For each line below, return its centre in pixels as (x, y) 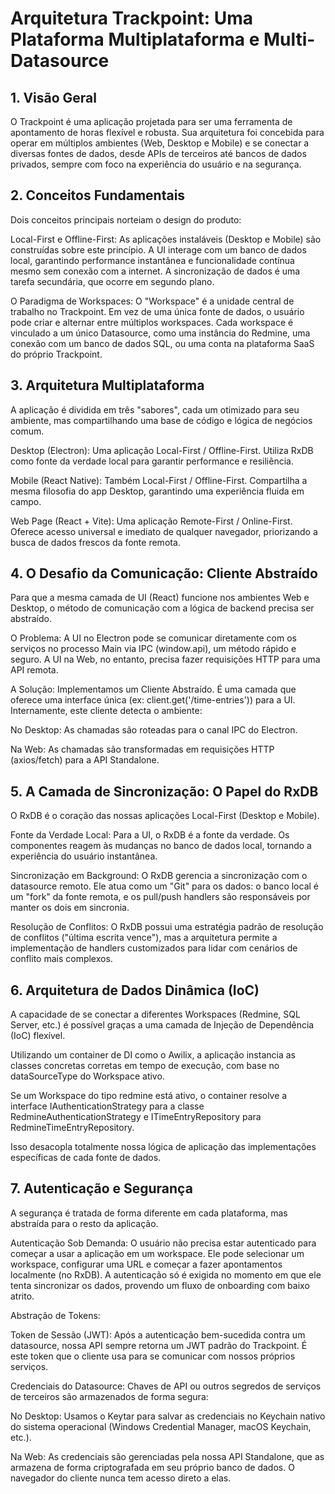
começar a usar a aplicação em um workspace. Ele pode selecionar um (157, 1253)
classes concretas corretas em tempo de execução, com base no (145, 1066)
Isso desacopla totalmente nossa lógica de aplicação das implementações (163, 1147)
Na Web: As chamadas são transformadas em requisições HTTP (142, 749)
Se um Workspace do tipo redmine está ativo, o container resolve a (149, 1096)
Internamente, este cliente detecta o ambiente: (106, 711)
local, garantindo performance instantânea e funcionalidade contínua (152, 260)
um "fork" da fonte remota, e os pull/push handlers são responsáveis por (160, 897)
